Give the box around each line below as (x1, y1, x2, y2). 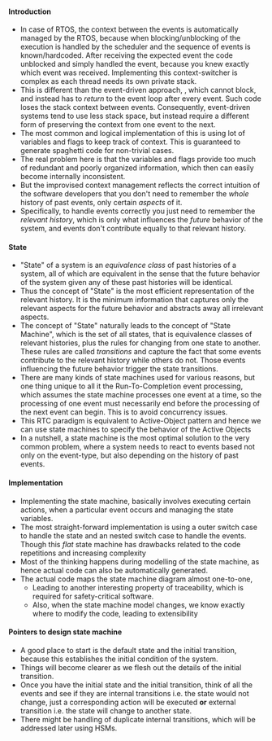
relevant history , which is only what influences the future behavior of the (19, 215, 264, 225)
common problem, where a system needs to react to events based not (19, 442, 256, 452)
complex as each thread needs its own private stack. (19, 77, 197, 86)
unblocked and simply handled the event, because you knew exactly (19, 59, 249, 69)
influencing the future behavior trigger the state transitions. (19, 364, 219, 374)
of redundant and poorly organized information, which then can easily (19, 163, 254, 173)
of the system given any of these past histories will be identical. (19, 278, 234, 287)
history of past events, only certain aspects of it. (19, 198, 183, 208)
